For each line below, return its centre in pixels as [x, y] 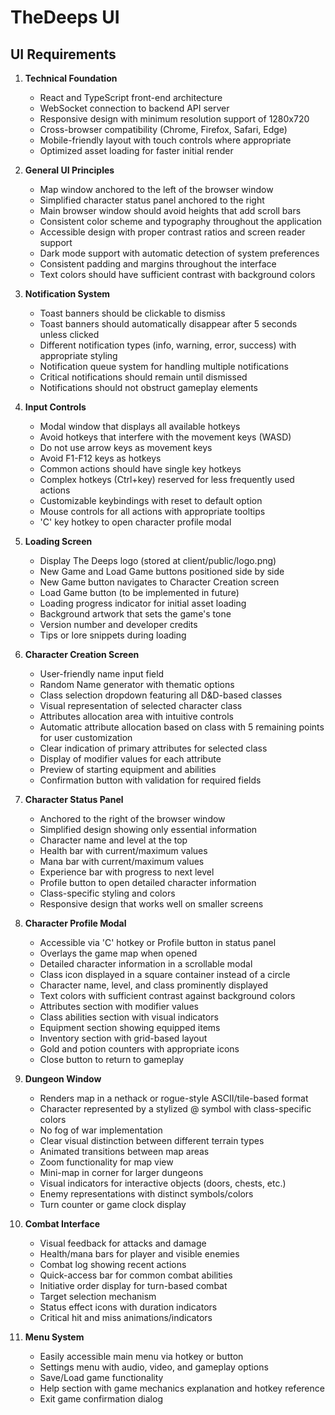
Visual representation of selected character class [141, 705]
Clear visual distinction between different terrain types [152, 1140]
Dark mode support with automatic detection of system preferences [179, 253]
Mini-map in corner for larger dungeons [121, 1172]
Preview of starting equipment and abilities [128, 769]
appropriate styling [78, 355]
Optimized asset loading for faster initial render [136, 150]
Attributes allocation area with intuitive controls [137, 716]
